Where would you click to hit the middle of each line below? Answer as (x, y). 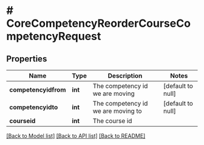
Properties (27, 59)
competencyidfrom (38, 90)
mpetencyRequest (54, 36)
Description (125, 76)
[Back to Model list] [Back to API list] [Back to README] (76, 136)
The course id (112, 121)
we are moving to (117, 111)
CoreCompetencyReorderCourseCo (99, 23)
